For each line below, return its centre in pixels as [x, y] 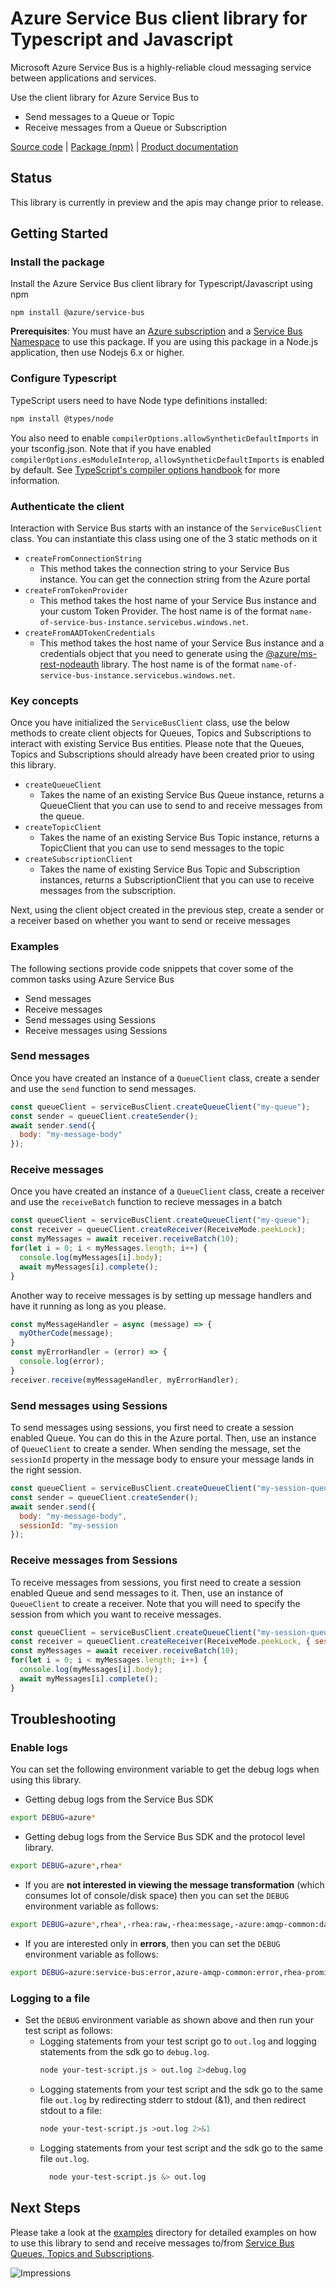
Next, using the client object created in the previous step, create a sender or [167, 910]
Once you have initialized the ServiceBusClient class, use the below [150, 723]
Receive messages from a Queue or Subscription [126, 127]
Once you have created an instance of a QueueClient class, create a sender [165, 1078]
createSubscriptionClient [78, 860]
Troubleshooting [63, 1719]
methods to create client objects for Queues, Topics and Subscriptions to [161, 733]
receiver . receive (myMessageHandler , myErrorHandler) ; [125, 1380]
